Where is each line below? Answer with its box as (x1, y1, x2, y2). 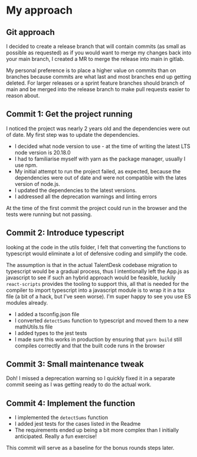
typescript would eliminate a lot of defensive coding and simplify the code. (6, 250, 188, 257)
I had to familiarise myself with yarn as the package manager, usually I (14, 155, 186, 162)
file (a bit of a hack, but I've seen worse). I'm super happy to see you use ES (6, 292, 192, 300)
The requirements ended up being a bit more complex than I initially (14, 427, 179, 434)
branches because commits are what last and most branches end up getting (6, 73, 192, 80)
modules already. (6, 299, 48, 306)
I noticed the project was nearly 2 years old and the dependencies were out (6, 125, 190, 132)
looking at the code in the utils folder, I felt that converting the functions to (6, 243, 186, 250)
